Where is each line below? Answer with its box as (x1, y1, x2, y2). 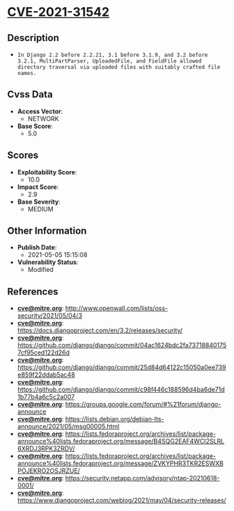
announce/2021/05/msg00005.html (17, 422, 120, 431)
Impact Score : (17, 182, 59, 191)
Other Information (7, 225, 87, 237)
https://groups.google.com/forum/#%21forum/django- (65, 400, 221, 409)
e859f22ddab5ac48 (17, 371, 75, 379)
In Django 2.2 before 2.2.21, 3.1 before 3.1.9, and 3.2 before (17, 51, 208, 58)
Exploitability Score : (17, 168, 77, 176)
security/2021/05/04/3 (17, 311, 82, 320)
